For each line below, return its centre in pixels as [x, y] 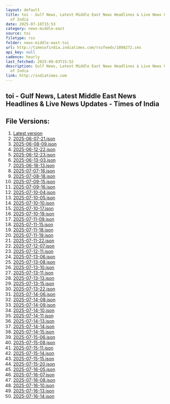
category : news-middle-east [35, 29]
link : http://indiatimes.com [36, 76]
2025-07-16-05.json [34, 370]
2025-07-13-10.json [34, 268]
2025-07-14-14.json [34, 327]
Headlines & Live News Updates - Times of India [82, 104]
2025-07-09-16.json [34, 187]
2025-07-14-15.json [34, 332]
